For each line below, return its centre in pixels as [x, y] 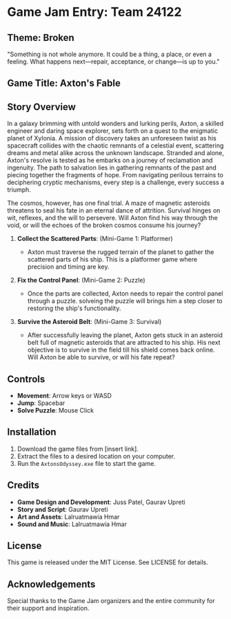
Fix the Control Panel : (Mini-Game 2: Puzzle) [81, 280]
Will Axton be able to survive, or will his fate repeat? [101, 357]
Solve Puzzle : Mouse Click [56, 411]
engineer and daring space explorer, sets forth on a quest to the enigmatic [113, 131]
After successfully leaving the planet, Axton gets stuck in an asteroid [125, 335]
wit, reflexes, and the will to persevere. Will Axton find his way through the [113, 218]
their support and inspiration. [48, 608]
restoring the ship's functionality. [74, 308]
